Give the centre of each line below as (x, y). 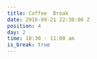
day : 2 (16, 32)
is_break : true (29, 45)
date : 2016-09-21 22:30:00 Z (48, 20)
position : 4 (24, 26)
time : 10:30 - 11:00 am (41, 39)
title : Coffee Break (38, 13)
